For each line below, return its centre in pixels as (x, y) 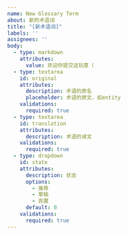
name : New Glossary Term (43, 14)
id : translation (43, 123)
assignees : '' (28, 40)
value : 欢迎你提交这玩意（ (60, 65)
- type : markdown (38, 53)
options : (38, 181)
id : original (38, 78)
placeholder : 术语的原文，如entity (73, 98)
